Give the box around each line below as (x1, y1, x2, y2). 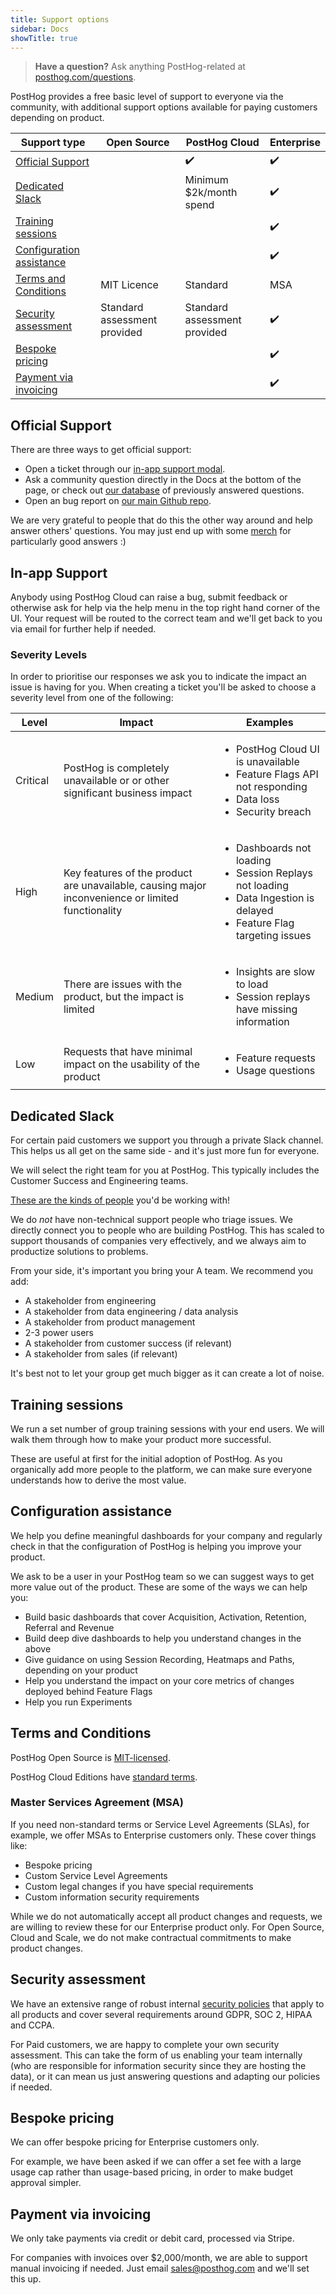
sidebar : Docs (10, 24, 70, 34)
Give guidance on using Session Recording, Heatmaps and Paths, (24, 1653, 295, 1665)
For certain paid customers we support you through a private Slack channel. (10, 1134, 324, 1146)
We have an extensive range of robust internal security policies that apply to (10, 1997, 325, 2010)
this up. (10, 2273, 42, 2285)
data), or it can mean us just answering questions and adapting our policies (10, 2070, 321, 2082)
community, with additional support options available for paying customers (10, 101, 318, 113)
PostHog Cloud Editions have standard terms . (10, 1771, 198, 1783)
